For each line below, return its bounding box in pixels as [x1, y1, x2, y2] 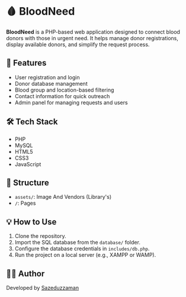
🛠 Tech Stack [6, 117, 58, 127]
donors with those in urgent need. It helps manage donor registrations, [6, 34, 179, 41]
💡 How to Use [6, 217, 57, 227]
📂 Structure [6, 177, 49, 188]
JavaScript [14, 160, 41, 167]
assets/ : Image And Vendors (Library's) [14, 193, 112, 201]
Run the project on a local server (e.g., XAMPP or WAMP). [14, 251, 156, 259]
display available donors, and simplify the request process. [6, 41, 150, 48]
